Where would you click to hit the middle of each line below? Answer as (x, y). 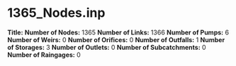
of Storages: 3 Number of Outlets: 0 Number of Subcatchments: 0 (107, 47)
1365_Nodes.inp (56, 13)
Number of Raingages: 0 (44, 55)
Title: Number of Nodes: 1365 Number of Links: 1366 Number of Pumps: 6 (118, 32)
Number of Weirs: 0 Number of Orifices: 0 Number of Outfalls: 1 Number (116, 39)
